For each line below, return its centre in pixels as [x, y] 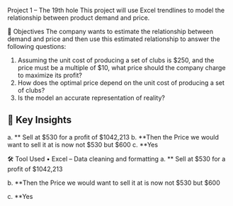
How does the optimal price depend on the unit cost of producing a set [121, 83]
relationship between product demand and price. [79, 18]
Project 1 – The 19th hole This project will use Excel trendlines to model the [116, 10]
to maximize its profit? [50, 75]
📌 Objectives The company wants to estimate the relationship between [110, 32]
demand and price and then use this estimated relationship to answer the [114, 39]
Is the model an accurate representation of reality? [91, 98]
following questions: [37, 46]
